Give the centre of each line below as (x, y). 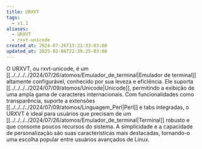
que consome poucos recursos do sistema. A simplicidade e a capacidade (99, 126)
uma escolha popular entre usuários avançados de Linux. (78, 139)
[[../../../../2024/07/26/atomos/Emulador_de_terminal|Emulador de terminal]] (101, 75)
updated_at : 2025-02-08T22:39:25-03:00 (57, 51)
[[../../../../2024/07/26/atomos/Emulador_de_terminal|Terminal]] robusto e (98, 120)
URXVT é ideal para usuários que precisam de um (69, 113)
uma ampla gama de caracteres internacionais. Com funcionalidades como (100, 94)
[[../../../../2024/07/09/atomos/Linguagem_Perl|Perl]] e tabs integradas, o (98, 107)
